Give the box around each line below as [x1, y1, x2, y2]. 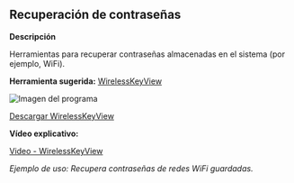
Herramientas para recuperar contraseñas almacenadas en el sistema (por [9, 49, 286, 59]
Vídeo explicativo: [9, 128, 79, 139]
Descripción [9, 31, 57, 41]
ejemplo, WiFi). [9, 58, 66, 69]
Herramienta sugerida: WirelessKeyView [9, 76, 163, 87]
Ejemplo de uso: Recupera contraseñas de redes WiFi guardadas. [9, 162, 254, 174]
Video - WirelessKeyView [9, 145, 103, 156]
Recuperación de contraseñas [9, 7, 182, 23]
